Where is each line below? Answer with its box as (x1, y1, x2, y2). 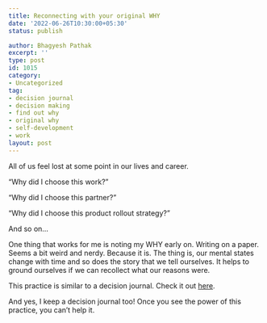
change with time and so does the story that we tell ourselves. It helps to (8, 256, 250, 266)
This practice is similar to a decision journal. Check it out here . (8, 280, 215, 291)
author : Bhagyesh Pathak (8, 41, 92, 49)
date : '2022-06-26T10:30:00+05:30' (8, 19, 128, 27)
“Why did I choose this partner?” (8, 192, 117, 202)
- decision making (8, 102, 70, 110)
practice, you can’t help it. (8, 304, 95, 315)
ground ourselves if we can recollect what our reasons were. (8, 265, 211, 275)
